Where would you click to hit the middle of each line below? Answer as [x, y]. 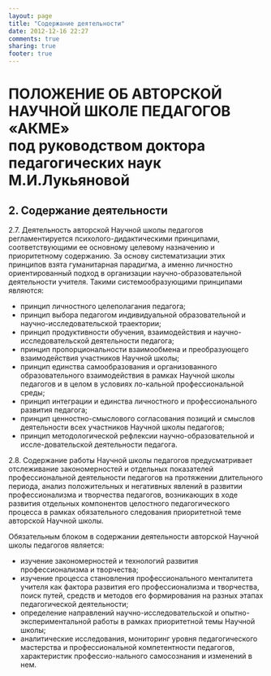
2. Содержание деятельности [88, 210]
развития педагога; [54, 410]
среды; [32, 393]
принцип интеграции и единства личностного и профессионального [138, 401]
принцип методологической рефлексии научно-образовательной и [137, 436]
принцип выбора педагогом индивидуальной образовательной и [133, 315]
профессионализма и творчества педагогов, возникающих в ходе [123, 495]
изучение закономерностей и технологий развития [109, 561]
